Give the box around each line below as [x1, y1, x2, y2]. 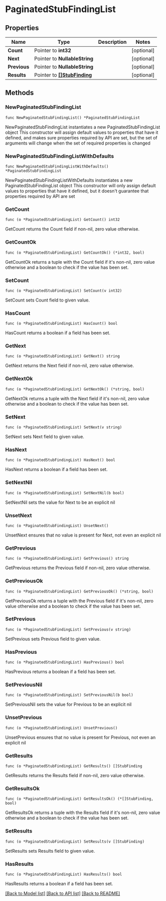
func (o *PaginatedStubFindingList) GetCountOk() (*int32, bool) [5, 250, 144, 255]
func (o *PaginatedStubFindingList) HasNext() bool [5, 458, 115, 463]
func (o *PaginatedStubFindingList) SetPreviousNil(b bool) [5, 693, 134, 698]
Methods [5, 89, 34, 97]
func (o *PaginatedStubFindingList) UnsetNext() [5, 523, 109, 528]
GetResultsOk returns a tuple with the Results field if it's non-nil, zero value [5, 809, 160, 816]
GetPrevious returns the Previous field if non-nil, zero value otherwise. [5, 565, 150, 571]
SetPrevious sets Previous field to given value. [5, 636, 101, 642]
